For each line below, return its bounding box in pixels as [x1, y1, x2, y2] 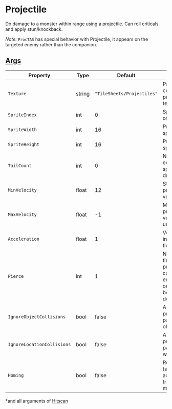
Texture [8, 91, 27, 96]
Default [117, 72, 136, 79]
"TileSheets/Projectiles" [94, 91, 158, 96]
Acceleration [8, 236, 40, 242]
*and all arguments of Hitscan [5, 398, 68, 404]
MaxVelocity [8, 211, 37, 217]
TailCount [8, 163, 32, 168]
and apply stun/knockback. [5, 26, 63, 32]
